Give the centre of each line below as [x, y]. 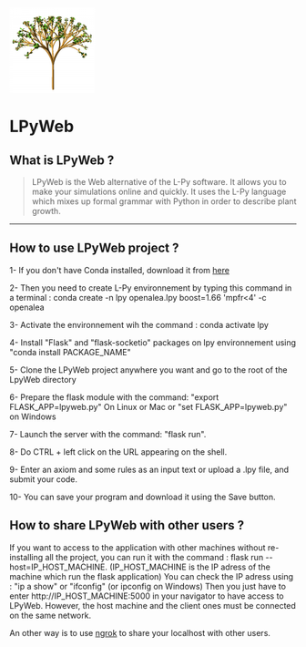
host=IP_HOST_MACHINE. [58, 567]
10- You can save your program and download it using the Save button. [143, 497]
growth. [46, 211]
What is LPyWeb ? [62, 160]
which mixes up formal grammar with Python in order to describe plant [164, 201]
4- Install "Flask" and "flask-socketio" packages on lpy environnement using [153, 342]
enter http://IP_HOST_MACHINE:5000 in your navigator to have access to [147, 596]
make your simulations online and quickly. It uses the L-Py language [159, 191]
